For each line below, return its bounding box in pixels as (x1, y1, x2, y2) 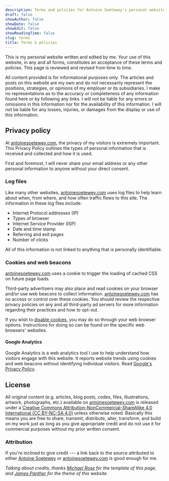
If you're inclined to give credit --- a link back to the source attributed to (5, 450, 154, 456)
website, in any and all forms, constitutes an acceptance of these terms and (5, 59, 162, 65)
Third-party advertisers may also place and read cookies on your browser (5, 285, 158, 292)
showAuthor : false (5, 17, 44, 22)
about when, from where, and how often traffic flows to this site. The (5, 195, 147, 201)
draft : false (5, 12, 33, 17)
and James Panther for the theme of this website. (5, 470, 108, 476)
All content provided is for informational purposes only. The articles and (5, 74, 154, 81)
